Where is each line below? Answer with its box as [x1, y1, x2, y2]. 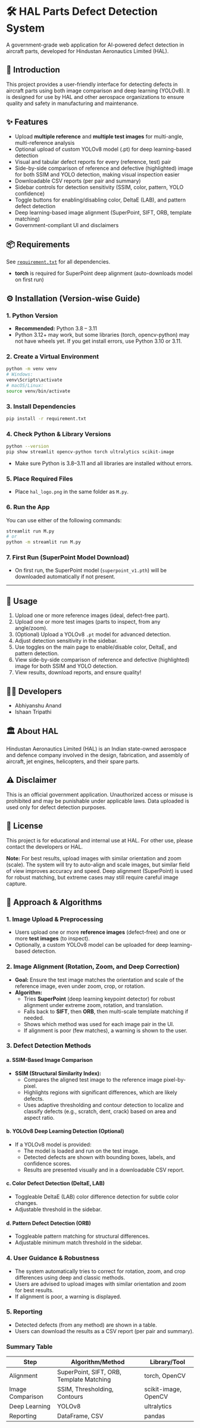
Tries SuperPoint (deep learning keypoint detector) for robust [23, 995, 176, 1002]
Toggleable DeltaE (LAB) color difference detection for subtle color [14, 1193, 179, 1200]
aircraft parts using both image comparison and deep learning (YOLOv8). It [6, 87, 190, 94]
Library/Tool [149, 1358, 186, 1366]
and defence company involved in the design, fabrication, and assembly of [6, 751, 189, 758]
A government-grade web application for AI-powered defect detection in [6, 41, 185, 48]
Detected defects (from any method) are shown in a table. [14, 1321, 157, 1328]
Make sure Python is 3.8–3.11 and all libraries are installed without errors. [14, 460, 193, 467]
